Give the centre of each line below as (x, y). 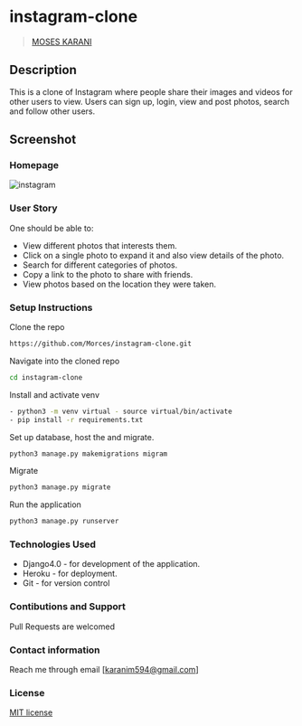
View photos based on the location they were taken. (119, 284)
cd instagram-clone (46, 377)
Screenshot (43, 140)
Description (43, 70)
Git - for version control (66, 583)
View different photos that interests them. (100, 245)
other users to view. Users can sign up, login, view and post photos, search (149, 101)
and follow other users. (52, 111)
